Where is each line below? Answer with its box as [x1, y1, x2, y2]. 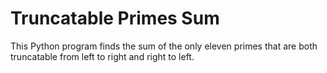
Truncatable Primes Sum [10, 7, 220, 30]
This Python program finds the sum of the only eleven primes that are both [10, 40, 318, 52]
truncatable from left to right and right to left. [10, 50, 195, 62]
